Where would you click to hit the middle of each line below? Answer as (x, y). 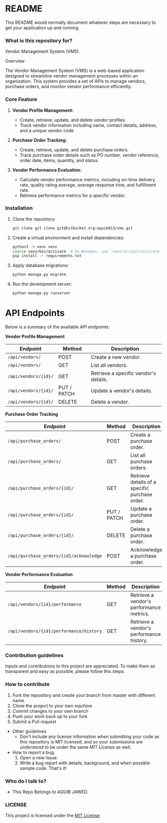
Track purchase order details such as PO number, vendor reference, (89, 155)
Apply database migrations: (41, 265)
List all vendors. (109, 365)
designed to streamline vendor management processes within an (72, 76)
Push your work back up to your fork (50, 716)
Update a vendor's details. (122, 391)
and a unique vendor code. (47, 130)
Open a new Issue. (39, 757)
